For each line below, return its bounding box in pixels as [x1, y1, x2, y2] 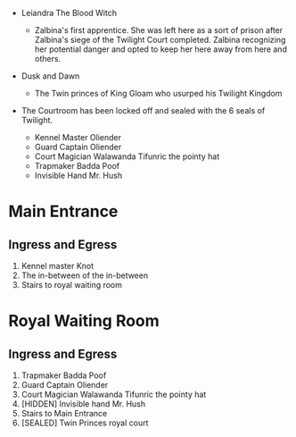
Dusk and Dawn [21, 71, 80, 81]
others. [34, 54, 62, 63]
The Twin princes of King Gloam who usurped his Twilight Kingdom [34, 88, 283, 98]
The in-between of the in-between [21, 270, 149, 281]
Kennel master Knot [21, 261, 95, 271]
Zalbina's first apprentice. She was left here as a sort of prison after [34, 25, 284, 35]
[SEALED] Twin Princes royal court [21, 417, 149, 428]
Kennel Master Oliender [34, 132, 122, 142]
